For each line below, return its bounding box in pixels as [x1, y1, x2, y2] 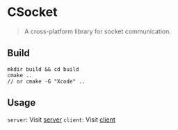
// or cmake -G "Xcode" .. [7, 78, 86, 85]
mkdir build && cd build [7, 65, 79, 73]
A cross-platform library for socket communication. [24, 27, 172, 35]
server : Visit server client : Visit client [7, 115, 116, 124]
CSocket [7, 4, 58, 20]
